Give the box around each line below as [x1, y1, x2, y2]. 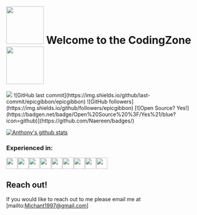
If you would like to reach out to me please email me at [6, 196, 141, 203]
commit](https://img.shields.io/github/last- [46, 91, 151, 98]
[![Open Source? [134, 104, 175, 111]
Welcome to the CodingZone [46, 34, 192, 47]
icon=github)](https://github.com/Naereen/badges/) [6, 117, 135, 124]
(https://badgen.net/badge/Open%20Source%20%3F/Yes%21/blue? [6, 111, 176, 118]
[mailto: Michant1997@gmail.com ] [6, 202, 89, 210]
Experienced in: [6, 144, 53, 152]
